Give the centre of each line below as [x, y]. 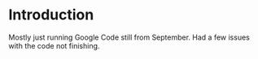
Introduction [51, 15]
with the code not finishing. [54, 45]
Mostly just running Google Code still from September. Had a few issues [129, 37]
